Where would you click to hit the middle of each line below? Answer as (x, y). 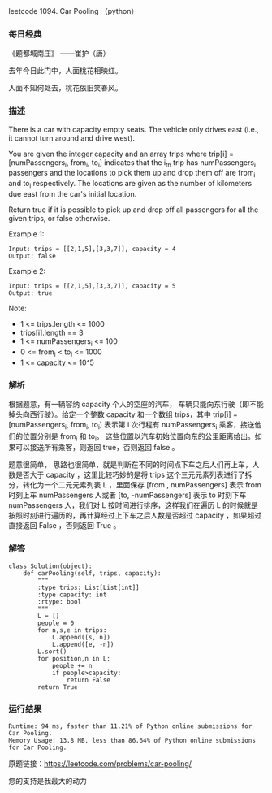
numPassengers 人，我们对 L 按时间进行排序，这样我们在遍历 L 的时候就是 (133, 505)
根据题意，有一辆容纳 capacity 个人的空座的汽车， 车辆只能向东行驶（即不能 (136, 404)
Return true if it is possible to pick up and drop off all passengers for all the (134, 210)
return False (89, 680)
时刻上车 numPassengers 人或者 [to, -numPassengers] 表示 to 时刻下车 (127, 495)
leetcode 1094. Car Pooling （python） (73, 11)
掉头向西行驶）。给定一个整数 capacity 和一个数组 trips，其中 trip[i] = (123, 414)
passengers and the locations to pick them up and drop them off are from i (132, 174)
